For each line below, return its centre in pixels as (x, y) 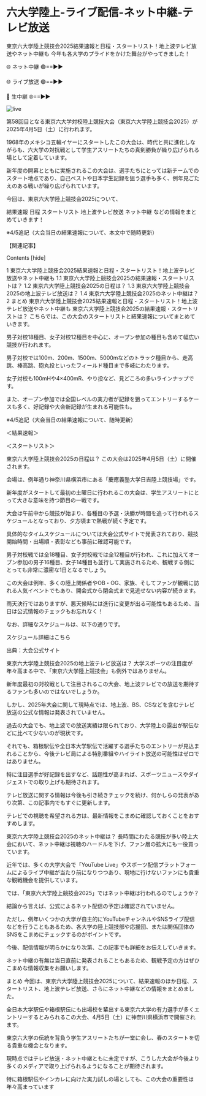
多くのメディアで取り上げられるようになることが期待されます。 (86, 1066)
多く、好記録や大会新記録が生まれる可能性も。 (76, 406)
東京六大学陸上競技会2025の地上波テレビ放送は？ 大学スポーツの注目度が (100, 663)
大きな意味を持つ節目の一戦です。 (59, 500)
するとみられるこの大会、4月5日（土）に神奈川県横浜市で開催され (112, 1017)
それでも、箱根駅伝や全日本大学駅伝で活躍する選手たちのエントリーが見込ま (103, 746)
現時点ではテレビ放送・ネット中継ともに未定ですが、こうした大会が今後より (103, 1058)
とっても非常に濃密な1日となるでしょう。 (58, 570)
